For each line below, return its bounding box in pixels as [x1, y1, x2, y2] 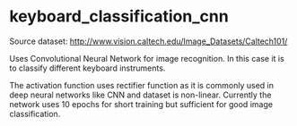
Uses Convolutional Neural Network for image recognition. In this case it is [9, 53, 284, 63]
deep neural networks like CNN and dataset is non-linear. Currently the [9, 89, 272, 100]
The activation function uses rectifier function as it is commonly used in [9, 80, 275, 90]
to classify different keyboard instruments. [9, 63, 166, 73]
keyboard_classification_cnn [9, 6, 229, 27]
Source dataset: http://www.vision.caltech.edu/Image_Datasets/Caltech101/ [9, 36, 288, 46]
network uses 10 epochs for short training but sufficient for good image [9, 98, 274, 109]
